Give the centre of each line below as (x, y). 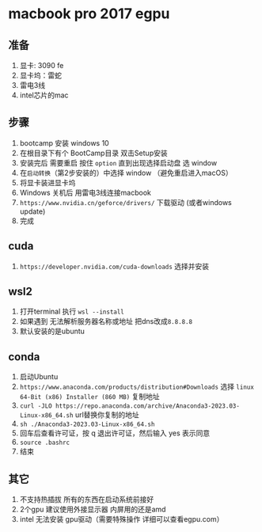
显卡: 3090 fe (42, 65)
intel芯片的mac (44, 95)
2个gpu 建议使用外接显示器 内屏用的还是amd (93, 509)
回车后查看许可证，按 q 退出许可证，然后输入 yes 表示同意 (115, 433)
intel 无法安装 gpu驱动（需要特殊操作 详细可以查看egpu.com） (122, 519)
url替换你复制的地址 (107, 415)
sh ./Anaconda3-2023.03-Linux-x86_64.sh (87, 424)
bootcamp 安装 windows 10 (64, 142)
